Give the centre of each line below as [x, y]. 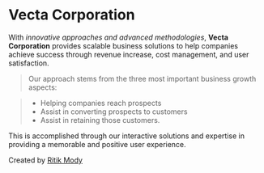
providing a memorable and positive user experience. [97, 144]
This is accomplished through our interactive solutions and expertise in [127, 136]
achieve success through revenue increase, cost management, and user [129, 54]
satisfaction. [29, 63]
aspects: [43, 87]
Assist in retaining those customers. [100, 120]
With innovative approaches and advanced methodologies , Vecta [119, 37]
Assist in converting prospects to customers [114, 112]
